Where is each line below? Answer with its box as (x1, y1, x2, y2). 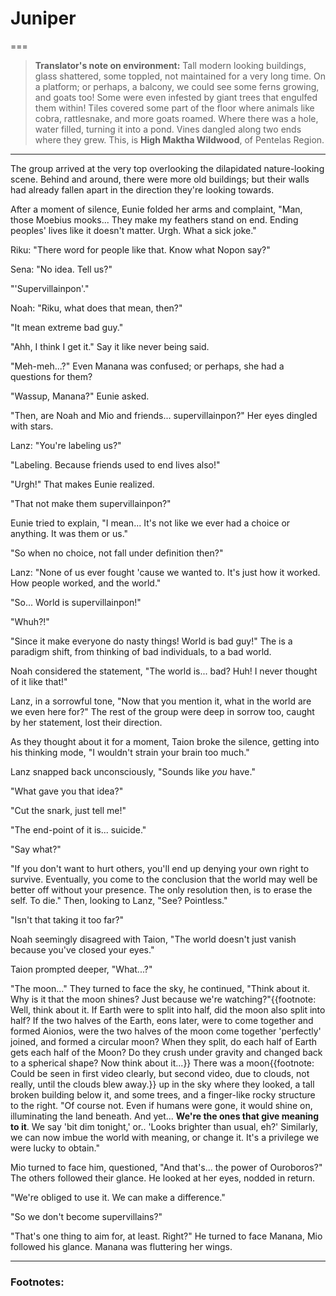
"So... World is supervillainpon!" (10, 596, 142, 608)
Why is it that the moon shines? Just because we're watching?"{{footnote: (10, 993, 317, 1005)
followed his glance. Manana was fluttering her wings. (10, 1240, 233, 1252)
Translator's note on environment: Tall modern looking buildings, (34, 59, 307, 71)
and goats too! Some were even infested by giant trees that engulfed (34, 91, 318, 103)
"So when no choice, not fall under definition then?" (10, 547, 224, 559)
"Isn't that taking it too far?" (10, 913, 125, 926)
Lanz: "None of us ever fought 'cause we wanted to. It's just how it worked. (10, 566, 321, 578)
